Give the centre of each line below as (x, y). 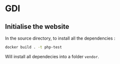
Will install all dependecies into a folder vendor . (52, 56)
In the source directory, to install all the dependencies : (60, 38)
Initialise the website (37, 27)
